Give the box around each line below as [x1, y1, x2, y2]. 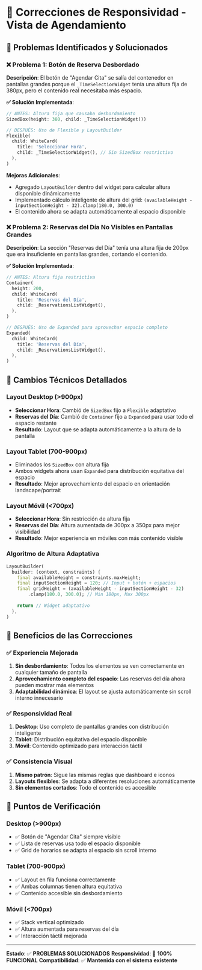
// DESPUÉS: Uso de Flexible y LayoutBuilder [6, 127, 122, 133]
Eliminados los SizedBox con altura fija [14, 461, 109, 468]
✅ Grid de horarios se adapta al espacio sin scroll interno [14, 847, 157, 854]
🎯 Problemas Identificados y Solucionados [6, 42, 168, 52]
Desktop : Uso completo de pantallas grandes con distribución [14, 723, 170, 731]
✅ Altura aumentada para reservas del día [14, 925, 119, 933]
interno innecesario [14, 694, 63, 702]
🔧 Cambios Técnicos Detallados [6, 375, 127, 385]
